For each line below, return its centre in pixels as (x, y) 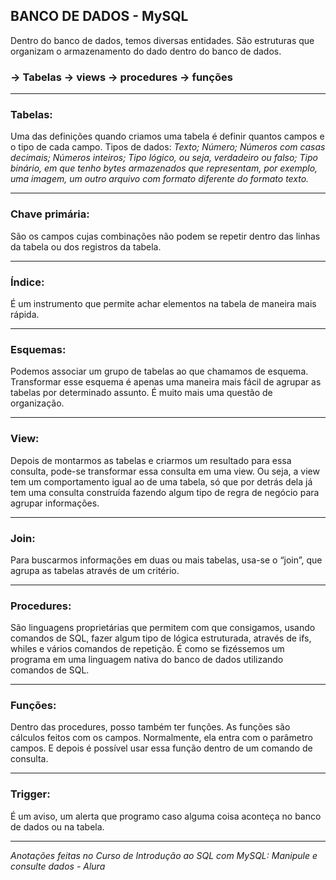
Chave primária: (50, 214)
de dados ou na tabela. (57, 826)
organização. (37, 403)
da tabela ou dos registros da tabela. (86, 246)
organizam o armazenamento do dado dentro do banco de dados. (146, 51)
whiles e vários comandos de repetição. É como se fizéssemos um (147, 649)
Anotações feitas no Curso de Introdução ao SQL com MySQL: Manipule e (164, 855)
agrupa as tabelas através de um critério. (95, 570)
